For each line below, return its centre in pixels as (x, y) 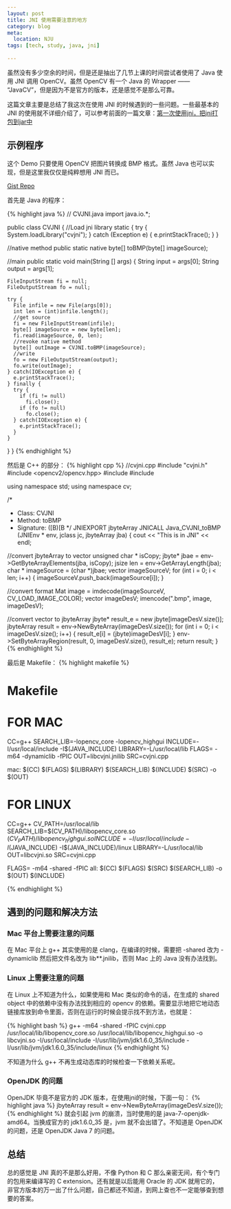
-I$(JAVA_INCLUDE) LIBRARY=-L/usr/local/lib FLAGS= (136, 748)
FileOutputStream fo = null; (49, 287)
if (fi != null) (43, 396)
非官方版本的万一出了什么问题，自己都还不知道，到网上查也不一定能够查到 (112, 1190)
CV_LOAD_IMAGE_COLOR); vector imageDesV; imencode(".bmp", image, (109, 598)
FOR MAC (35, 722)
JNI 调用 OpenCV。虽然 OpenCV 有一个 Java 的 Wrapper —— (102, 81)
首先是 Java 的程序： (37, 200)
